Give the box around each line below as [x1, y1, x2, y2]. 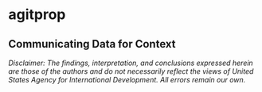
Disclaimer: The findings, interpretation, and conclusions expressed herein [8, 58, 253, 67]
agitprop [8, 6, 66, 24]
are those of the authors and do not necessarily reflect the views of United [8, 67, 254, 76]
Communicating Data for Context [8, 37, 176, 51]
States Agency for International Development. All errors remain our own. [8, 75, 246, 84]
